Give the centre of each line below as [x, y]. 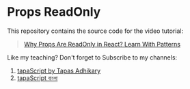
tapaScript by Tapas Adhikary [59, 71]
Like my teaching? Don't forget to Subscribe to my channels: [92, 57]
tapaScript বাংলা [37, 78]
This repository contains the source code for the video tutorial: [95, 31]
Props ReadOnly [54, 12]
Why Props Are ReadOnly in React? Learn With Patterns [102, 44]
